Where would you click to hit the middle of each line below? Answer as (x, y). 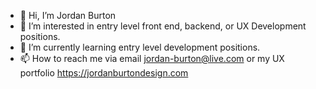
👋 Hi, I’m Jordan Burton (68, 15)
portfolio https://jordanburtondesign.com (104, 73)
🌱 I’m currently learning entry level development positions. (140, 47)
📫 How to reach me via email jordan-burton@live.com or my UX (152, 58)
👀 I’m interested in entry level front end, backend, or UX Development (163, 26)
